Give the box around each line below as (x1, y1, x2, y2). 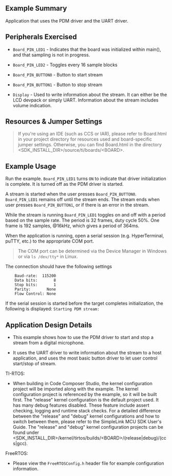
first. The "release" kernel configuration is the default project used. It (12, 397, 159, 403)
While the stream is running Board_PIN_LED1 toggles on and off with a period (5, 212, 166, 218)
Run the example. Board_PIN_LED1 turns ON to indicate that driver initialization (5, 175, 166, 182)
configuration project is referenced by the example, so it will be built (12, 391, 157, 398)
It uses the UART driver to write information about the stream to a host (12, 350, 162, 356)
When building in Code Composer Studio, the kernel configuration (12, 381, 152, 387)
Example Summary (5, 4, 67, 13)
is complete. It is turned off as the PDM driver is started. (5, 181, 124, 187)
